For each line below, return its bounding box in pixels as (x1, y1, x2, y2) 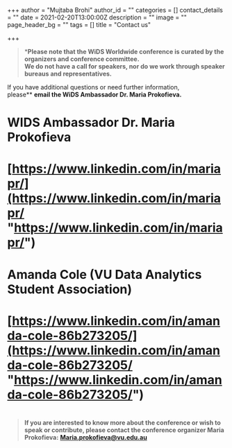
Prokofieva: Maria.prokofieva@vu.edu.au (24, 433, 147, 441)
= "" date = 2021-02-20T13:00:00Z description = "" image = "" (7, 13, 188, 21)
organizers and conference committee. (24, 55, 140, 63)
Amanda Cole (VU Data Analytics (7, 266, 202, 282)
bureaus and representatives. (24, 69, 113, 78)
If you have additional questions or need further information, (7, 83, 180, 91)
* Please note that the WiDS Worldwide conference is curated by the (24, 48, 224, 55)
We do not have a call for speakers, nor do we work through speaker (24, 62, 225, 70)
